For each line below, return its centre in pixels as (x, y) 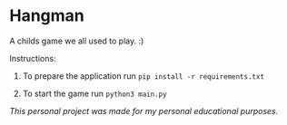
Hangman (47, 16)
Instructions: (33, 58)
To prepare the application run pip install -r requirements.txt (143, 76)
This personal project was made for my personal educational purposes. (144, 111)
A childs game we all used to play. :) (77, 41)
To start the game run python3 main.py (94, 93)
